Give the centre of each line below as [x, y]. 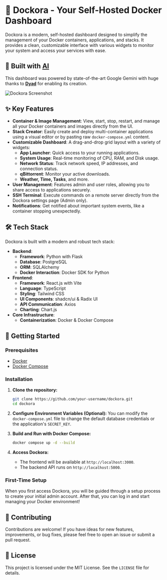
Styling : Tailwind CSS [42, 294]
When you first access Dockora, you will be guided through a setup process [83, 491]
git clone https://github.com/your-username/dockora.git [73, 399]
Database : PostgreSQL [43, 262]
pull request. [18, 540]
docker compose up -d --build [44, 443]
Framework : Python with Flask [51, 257]
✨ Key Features [29, 109]
